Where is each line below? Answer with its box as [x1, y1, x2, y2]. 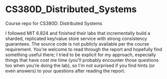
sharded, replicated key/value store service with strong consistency [5, 35, 148, 42]
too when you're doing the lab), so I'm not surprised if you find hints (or [5, 62, 155, 68]
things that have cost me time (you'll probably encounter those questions [5, 57, 159, 63]
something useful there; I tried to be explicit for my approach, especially [5, 52, 156, 58]
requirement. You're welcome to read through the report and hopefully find [5, 46, 162, 52]
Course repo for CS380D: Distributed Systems [5, 20, 103, 26]
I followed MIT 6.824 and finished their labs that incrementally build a [5, 30, 150, 36]
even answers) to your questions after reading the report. [5, 67, 126, 74]
